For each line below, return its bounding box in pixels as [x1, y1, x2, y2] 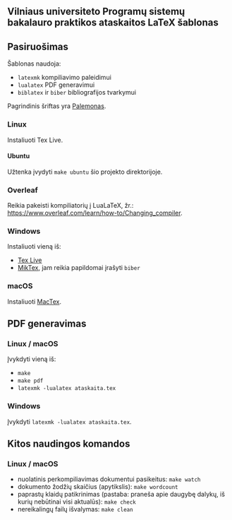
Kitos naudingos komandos [7, 437, 130, 449]
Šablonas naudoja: [7, 59, 61, 68]
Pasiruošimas [7, 40, 69, 52]
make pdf [17, 377, 44, 384]
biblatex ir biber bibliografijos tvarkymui [17, 88, 136, 97]
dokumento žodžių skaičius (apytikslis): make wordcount [17, 483, 178, 491]
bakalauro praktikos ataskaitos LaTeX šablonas [7, 17, 219, 29]
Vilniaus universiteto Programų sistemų [7, 6, 185, 18]
